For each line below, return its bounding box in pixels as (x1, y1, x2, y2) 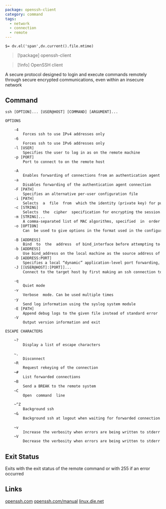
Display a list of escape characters (23, 342, 100, 347)
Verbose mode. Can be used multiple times (23, 292, 114, 298)
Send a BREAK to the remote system (23, 384, 96, 389)
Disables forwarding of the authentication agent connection (23, 182, 152, 188)
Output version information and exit (23, 320, 100, 325)
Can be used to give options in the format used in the (23, 228, 142, 233)
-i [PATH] (14, 196, 35, 201)
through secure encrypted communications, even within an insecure (5, 77, 144, 82)
